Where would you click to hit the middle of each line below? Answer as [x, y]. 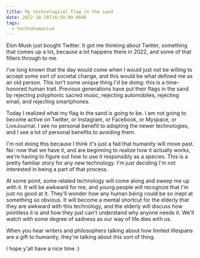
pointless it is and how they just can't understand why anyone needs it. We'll [100, 213]
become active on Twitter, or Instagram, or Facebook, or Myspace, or [92, 120]
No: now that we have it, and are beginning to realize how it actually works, [99, 150]
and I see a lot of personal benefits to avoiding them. [71, 132]
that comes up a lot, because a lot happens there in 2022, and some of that [99, 52]
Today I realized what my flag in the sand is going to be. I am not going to [96, 113]
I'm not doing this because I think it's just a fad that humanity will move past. [100, 144]
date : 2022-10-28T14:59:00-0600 [46, 17]
